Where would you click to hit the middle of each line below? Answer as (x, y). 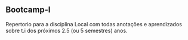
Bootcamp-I (28, 10)
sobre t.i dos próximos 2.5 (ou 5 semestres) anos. (67, 30)
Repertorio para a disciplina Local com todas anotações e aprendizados (94, 24)
